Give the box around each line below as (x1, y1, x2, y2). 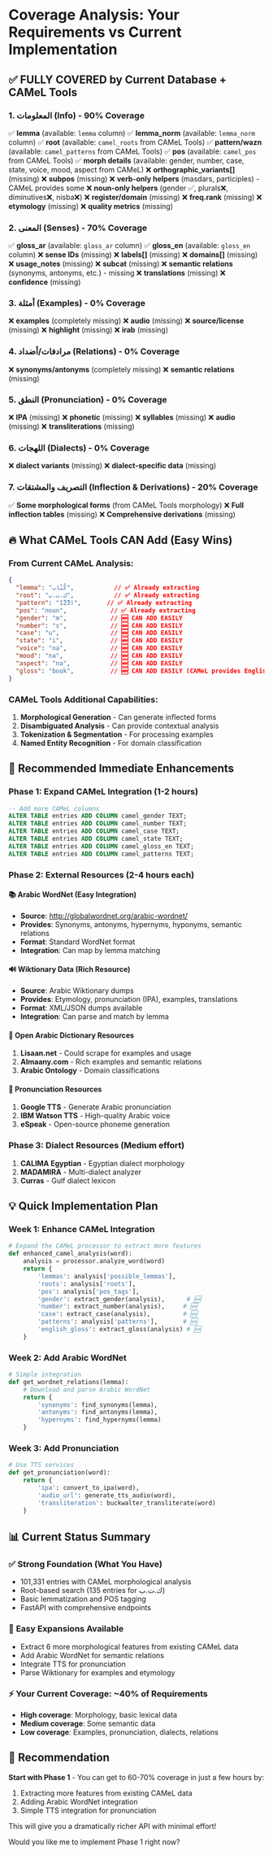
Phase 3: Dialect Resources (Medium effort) (8, 1140, 185, 1152)
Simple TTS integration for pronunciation (19, 1805, 157, 1815)
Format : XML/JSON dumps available (19, 1003, 143, 1013)
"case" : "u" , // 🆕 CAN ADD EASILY (15, 629, 183, 638)
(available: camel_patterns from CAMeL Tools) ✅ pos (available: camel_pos (8, 146, 257, 156)
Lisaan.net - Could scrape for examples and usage (19, 1048, 192, 1058)
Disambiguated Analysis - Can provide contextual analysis (19, 721, 219, 730)
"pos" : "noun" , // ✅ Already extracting (15, 606, 197, 615)
